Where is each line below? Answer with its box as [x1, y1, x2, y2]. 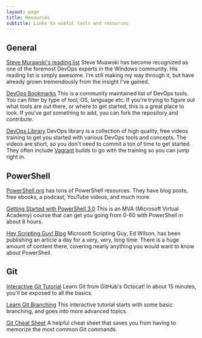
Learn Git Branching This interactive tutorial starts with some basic [6, 301, 173, 308]
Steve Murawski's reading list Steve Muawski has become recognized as [6, 59, 189, 66]
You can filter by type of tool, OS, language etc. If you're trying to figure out [6, 96, 195, 104]
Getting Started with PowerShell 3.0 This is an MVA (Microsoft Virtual [6, 205, 179, 212]
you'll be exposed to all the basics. [6, 289, 93, 296]
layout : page [6, 8, 39, 15]
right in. [6, 153, 25, 161]
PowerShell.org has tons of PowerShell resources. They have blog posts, [6, 187, 188, 194]
